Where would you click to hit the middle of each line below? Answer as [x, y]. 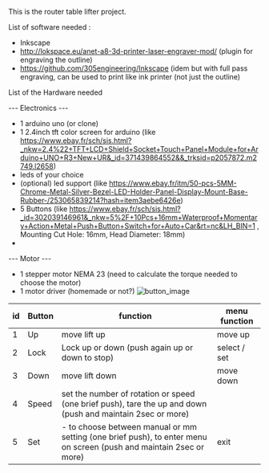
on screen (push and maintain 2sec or [132, 447]
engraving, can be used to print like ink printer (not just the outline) [130, 77]
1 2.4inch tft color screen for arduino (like [88, 132]
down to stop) [88, 358]
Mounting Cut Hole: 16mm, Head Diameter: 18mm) [102, 234]
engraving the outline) [56, 60]
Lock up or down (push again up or [127, 347]
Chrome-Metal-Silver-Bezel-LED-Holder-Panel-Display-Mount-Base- [134, 192]
